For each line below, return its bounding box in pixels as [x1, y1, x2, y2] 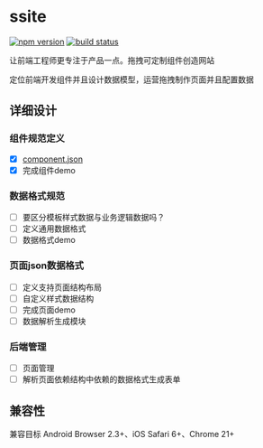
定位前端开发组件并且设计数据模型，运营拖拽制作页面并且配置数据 [9, 74, 254, 85]
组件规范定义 [9, 133, 66, 145]
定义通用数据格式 [22, 223, 86, 234]
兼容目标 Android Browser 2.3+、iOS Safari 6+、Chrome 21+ [9, 429, 235, 440]
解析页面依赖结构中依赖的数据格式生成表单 [22, 374, 181, 385]
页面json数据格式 [9, 259, 84, 272]
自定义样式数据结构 [22, 293, 95, 303]
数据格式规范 [9, 190, 66, 202]
